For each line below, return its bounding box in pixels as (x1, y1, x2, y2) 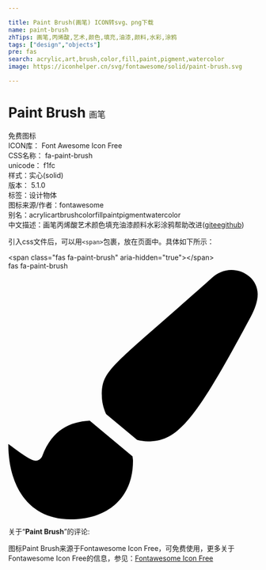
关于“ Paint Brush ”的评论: (8, 526, 90, 536)
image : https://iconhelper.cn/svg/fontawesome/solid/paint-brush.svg (8, 63, 243, 71)
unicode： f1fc (8, 160, 55, 170)
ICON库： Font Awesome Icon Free (8, 140, 123, 150)
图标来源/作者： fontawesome (8, 199, 104, 210)
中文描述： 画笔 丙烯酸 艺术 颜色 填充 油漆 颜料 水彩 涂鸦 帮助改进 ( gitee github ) (8, 219, 245, 230)
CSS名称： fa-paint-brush (8, 150, 93, 160)
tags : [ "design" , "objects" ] (8, 40, 101, 48)
